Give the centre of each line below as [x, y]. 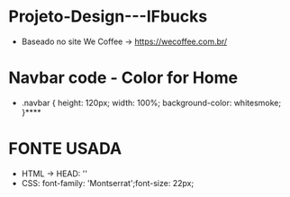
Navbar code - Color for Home [123, 78]
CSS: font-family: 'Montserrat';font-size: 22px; [108, 183]
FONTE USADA [65, 149]
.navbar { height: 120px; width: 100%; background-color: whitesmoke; [151, 103]
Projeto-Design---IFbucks [108, 17]
